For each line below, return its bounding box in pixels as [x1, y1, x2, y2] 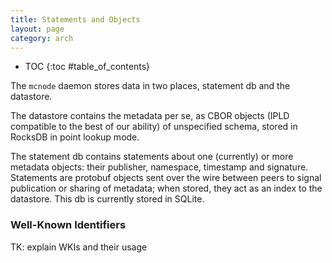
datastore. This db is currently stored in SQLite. [10, 193, 205, 205]
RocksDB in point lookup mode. [10, 131, 140, 143]
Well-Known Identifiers [10, 218, 127, 232]
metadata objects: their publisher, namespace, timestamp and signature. [10, 161, 309, 173]
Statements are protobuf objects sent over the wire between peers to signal [10, 172, 322, 184]
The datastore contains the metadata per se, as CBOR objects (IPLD [10, 110, 290, 122]
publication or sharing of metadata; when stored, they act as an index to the [10, 182, 323, 195]
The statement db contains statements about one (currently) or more [10, 151, 294, 163]
